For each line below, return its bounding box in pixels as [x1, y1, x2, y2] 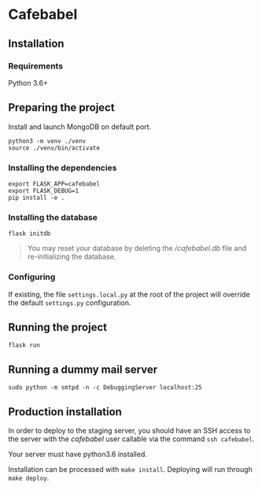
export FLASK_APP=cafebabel [8, 179, 101, 188]
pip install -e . [8, 193, 65, 201]
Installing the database [8, 212, 98, 223]
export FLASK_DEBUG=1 [8, 186, 79, 194]
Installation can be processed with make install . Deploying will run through [8, 465, 253, 474]
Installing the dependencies [8, 162, 117, 173]
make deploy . [8, 473, 50, 483]
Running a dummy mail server [8, 363, 158, 376]
